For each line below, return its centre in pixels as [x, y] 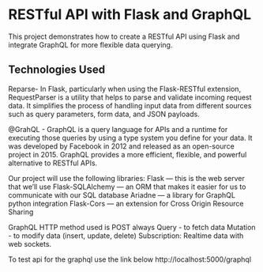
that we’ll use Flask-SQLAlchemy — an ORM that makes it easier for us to [127, 187]
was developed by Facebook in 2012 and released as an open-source [121, 146]
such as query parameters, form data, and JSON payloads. [104, 114]
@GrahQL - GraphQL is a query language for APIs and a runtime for [118, 129]
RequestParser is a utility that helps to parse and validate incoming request [130, 97]
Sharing [21, 212]
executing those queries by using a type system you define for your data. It [130, 138]
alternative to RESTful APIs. [53, 163]
